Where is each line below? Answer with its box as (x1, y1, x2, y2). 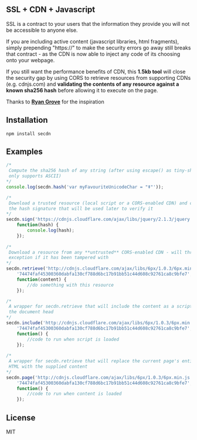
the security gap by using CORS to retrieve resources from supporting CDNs (6, 74, 191, 81)
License (6, 412, 36, 422)
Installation (6, 115, 48, 125)
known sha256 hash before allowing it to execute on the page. (6, 86, 158, 93)
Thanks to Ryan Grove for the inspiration (6, 98, 104, 105)
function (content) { (16, 276, 67, 283)
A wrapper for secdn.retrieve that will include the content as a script (8, 304, 193, 310)
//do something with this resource (27, 282, 114, 288)
